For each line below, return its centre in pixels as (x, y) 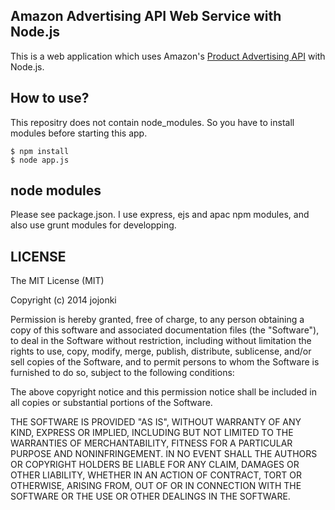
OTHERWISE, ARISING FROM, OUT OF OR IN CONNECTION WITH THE (156, 486)
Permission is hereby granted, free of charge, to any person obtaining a (157, 320)
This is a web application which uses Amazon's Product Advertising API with (168, 56)
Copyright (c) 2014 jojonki (63, 300)
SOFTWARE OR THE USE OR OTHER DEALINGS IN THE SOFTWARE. (150, 496)
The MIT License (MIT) (57, 281)
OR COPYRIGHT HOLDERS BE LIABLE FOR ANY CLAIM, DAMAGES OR (155, 465)
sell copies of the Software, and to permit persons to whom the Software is (165, 362)
